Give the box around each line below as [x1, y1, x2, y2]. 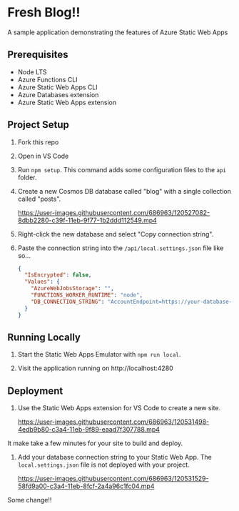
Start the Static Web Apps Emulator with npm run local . [17, 350, 181, 359]
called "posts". [17, 194, 61, 203]
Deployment [7, 385, 63, 397]
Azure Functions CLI [17, 75, 78, 84]
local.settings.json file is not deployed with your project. [17, 460, 190, 469]
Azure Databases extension [17, 90, 99, 99]
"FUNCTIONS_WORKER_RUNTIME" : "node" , [31, 292, 143, 299]
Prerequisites [7, 49, 68, 61]
